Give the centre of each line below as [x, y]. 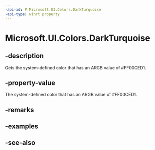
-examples [22, 126]
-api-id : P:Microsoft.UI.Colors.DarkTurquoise [53, 9]
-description [24, 56]
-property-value [30, 83]
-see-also [20, 143]
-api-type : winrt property [32, 14]
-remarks [19, 110]
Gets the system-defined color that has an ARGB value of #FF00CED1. [76, 67]
